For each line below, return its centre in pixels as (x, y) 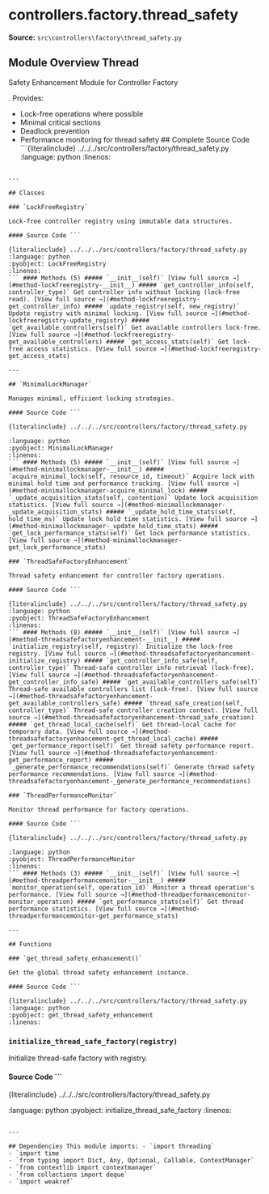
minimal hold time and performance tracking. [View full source (119, 484)
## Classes (27, 193)
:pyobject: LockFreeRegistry (57, 264)
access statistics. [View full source (92, 349)
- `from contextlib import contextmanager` (83, 1168)
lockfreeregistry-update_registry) (68, 320)
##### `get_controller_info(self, (196, 285)
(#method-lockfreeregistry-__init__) (72, 285)
